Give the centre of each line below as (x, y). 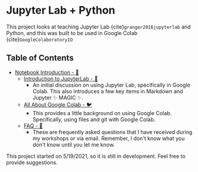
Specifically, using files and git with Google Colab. (94, 119)
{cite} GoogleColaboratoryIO (40, 39)
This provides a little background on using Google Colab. (102, 113)
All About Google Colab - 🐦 (58, 104)
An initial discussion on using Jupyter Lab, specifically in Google (111, 85)
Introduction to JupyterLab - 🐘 (61, 78)
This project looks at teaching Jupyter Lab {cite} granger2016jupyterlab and (99, 27)
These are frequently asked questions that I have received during (112, 132)
